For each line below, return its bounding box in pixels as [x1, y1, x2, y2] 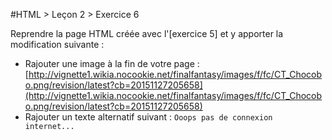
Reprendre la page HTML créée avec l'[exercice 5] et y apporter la [10, 28, 284, 39]
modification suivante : [10, 39, 105, 50]
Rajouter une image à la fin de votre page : [24, 58, 200, 69]
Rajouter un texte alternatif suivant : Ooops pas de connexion [24, 111, 273, 123]
